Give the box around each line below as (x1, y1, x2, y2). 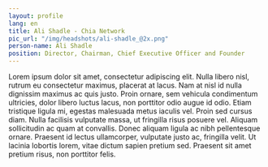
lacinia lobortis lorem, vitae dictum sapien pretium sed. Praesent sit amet (8, 141, 252, 150)
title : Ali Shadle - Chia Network (8, 27, 126, 35)
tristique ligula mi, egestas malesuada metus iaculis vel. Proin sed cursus (8, 106, 253, 116)
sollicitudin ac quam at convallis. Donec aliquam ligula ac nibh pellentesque (8, 123, 261, 133)
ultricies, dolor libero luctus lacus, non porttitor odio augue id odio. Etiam (8, 98, 252, 107)
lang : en (8, 19, 38, 28)
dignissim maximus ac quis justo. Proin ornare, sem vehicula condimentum (8, 89, 258, 98)
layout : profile (8, 11, 63, 20)
